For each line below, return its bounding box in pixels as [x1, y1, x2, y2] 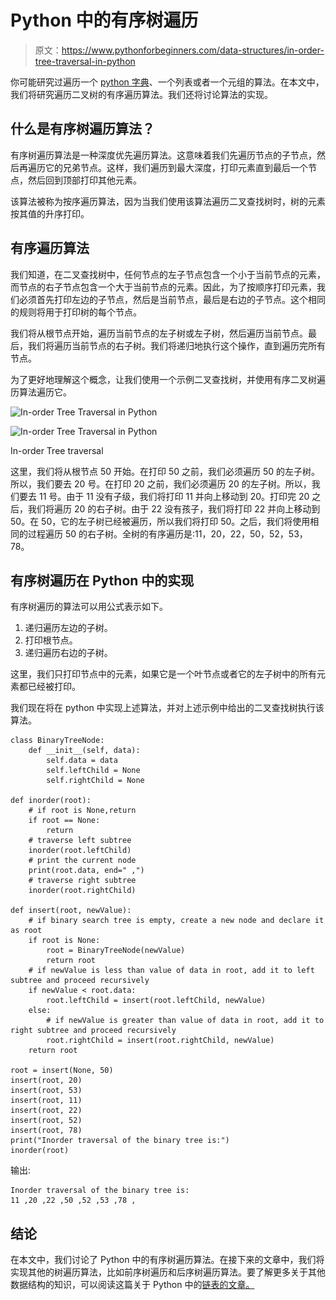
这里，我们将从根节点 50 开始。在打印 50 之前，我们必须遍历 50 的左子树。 [10, 465, 321, 477]
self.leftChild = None [46, 766, 141, 776]
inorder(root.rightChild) [28, 886, 137, 896]
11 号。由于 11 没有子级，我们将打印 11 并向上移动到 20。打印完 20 [38, 490, 310, 502]
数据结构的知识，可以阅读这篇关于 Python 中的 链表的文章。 [10, 1279, 255, 1291]
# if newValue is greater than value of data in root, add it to [46, 1016, 325, 1026]
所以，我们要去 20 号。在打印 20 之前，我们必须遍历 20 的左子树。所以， [10, 477, 312, 490]
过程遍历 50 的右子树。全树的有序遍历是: [27, 527, 196, 540]
